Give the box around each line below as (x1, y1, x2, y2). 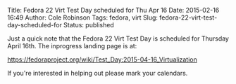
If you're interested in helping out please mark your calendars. (7, 69, 188, 77)
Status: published (63, 21, 114, 29)
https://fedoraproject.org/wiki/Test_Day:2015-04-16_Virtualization (7, 55, 197, 64)
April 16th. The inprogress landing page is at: (7, 42, 137, 50)
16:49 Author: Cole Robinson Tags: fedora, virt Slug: (7, 13, 159, 22)
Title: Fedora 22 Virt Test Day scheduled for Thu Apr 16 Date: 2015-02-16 (7, 6, 220, 14)
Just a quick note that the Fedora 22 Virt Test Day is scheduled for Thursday (7, 34, 229, 43)
